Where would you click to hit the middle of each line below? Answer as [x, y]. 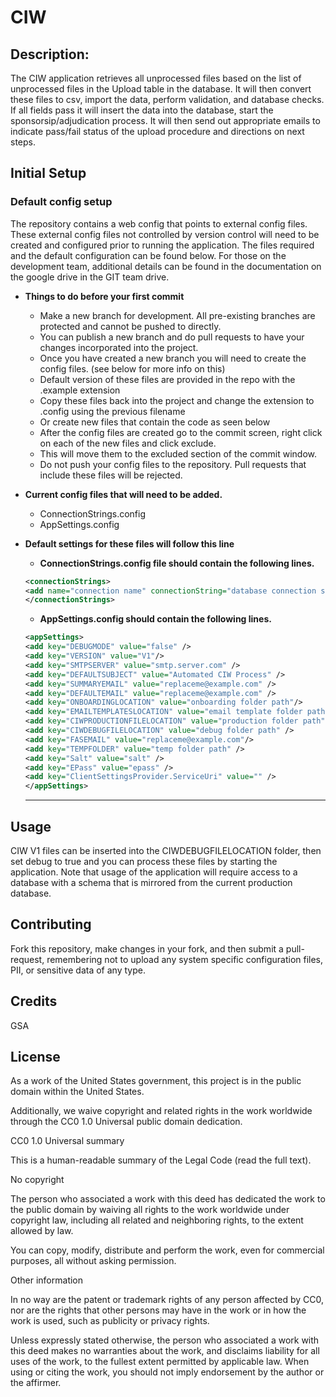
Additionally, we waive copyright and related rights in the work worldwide [161, 1111]
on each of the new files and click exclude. [128, 443]
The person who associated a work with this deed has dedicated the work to [168, 1199]
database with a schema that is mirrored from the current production [151, 882]
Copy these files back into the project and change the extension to [177, 400]
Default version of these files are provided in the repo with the [167, 379]
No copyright [37, 1180]
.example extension [80, 390]
